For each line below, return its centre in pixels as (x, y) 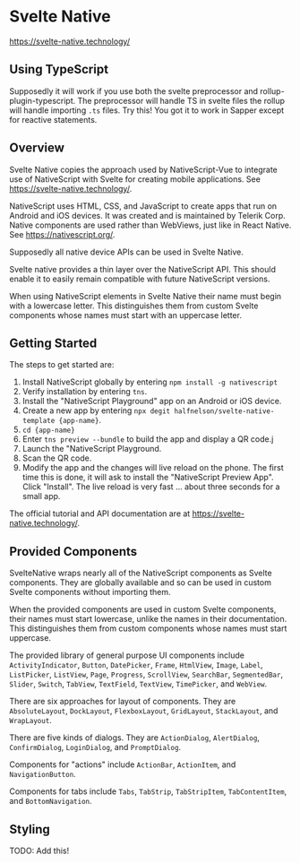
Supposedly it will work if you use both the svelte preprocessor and (133, 91)
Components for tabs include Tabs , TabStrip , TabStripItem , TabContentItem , (148, 791)
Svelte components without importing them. (90, 592)
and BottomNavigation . (51, 801)
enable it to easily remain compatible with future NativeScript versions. (140, 279)
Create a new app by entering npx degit (96, 410)
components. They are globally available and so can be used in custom (140, 583)
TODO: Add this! (39, 850)
